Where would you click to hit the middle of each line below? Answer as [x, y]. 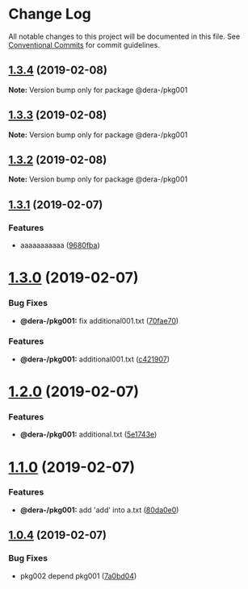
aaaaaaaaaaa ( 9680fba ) [60, 245]
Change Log [50, 14]
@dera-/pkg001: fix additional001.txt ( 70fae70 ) [99, 320]
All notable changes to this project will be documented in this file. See [124, 36]
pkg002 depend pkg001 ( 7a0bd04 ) [78, 576]
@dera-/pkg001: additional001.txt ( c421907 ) [95, 359]
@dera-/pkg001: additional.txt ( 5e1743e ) [88, 434]
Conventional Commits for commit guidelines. [84, 44]
